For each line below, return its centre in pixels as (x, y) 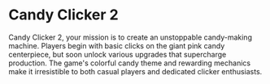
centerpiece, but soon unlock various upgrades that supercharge (118, 54)
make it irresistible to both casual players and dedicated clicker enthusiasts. (135, 71)
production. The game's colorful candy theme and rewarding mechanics (129, 63)
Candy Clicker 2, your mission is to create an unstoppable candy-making (130, 37)
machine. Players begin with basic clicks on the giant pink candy (117, 45)
